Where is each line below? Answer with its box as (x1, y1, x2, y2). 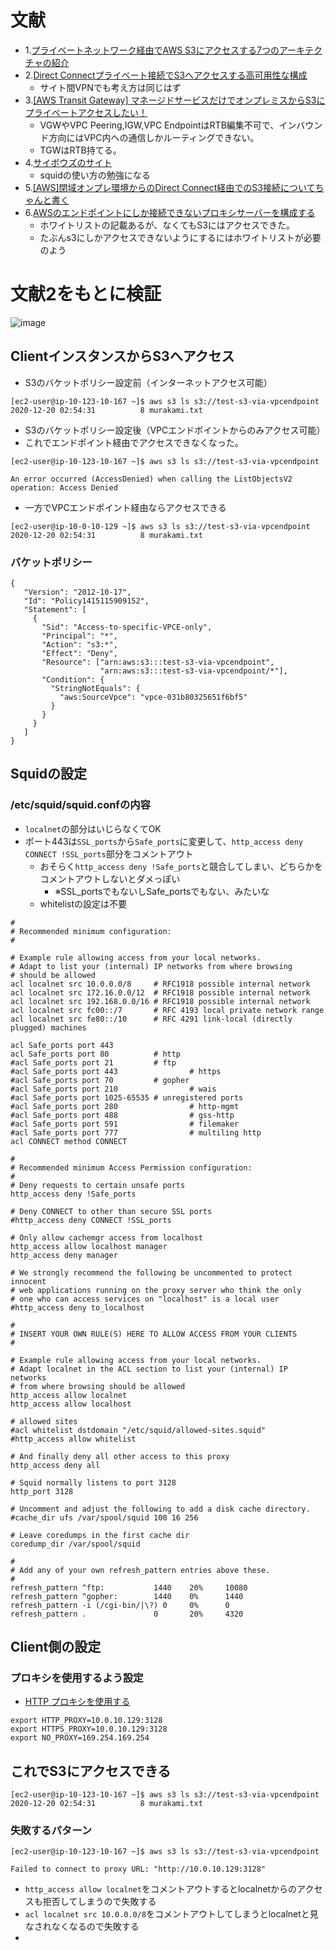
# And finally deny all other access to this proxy (10, 1451, 230, 1461)
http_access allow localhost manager (10, 1241, 168, 1251)
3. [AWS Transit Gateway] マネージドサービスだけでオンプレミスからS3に (24, 94, 326, 106)
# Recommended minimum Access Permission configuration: (10, 1162, 253, 1173)
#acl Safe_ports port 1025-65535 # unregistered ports (10, 1092, 244, 1103)
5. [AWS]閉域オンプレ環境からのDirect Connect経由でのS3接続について (24, 181, 316, 193)
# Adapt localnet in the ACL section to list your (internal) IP (10, 1364, 288, 1374)
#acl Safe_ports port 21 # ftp (10, 1057, 177, 1068)
